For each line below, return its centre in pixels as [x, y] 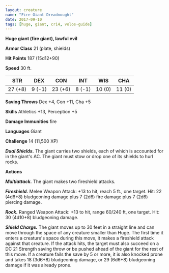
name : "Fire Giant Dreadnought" [39, 15]
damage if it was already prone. [38, 265]
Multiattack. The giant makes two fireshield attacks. [60, 181]
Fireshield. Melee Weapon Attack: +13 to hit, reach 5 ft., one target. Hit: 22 [83, 192]
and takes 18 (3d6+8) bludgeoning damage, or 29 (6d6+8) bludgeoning [80, 260]
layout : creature [24, 10]
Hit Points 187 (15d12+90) [32, 58]
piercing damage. [24, 202]
